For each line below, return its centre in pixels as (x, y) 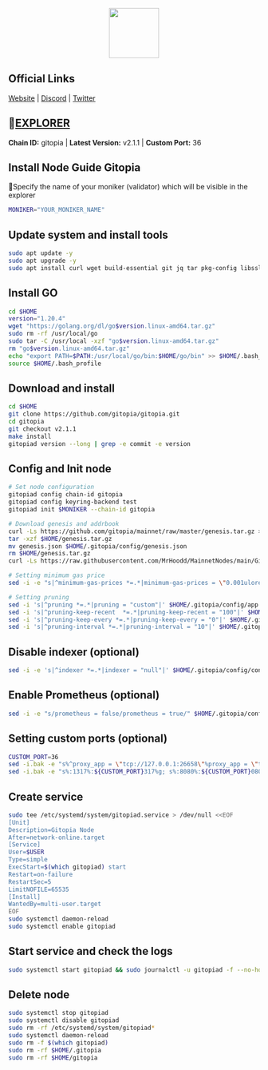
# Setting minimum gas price (57, 575)
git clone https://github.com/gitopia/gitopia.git (94, 414)
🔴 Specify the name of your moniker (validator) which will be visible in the (128, 187)
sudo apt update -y (41, 253)
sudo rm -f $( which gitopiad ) (59, 1043)
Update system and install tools (89, 235)
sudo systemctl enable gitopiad (62, 927)
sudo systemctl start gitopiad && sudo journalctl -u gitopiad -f (121, 970)
